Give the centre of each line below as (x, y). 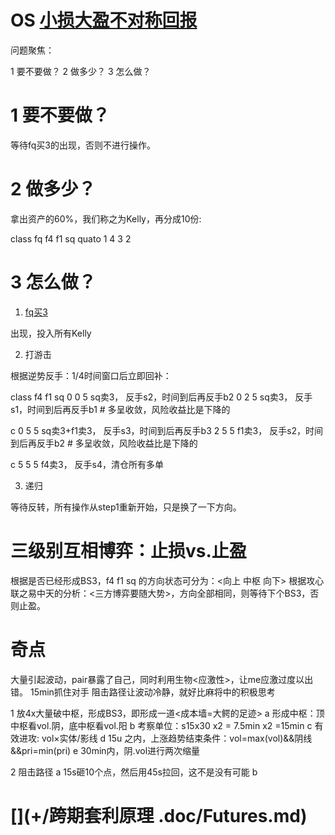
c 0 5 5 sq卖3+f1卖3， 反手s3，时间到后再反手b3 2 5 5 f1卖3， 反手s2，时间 (167, 430)
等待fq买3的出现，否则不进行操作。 (83, 145)
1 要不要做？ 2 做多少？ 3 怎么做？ (81, 71)
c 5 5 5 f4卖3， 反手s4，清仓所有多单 (87, 464)
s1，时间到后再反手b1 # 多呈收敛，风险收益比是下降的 (120, 409)
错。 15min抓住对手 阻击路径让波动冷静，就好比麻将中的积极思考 (143, 692)
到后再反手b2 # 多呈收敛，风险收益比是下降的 (104, 443)
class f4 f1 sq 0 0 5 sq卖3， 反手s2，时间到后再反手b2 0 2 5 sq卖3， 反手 (161, 397)
